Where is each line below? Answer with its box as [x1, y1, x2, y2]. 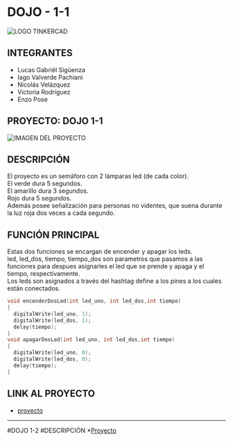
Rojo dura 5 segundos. [7, 194, 72, 202]
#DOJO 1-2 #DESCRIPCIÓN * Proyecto [7, 426, 116, 434]
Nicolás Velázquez [17, 80, 71, 89]
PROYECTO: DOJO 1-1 [7, 115, 103, 127]
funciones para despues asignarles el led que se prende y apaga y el [7, 262, 205, 270]
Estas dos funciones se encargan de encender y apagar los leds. [7, 248, 193, 256]
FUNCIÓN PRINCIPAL [7, 229, 100, 241]
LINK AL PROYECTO [7, 388, 96, 399]
